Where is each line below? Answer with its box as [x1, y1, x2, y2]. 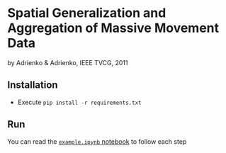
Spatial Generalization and [7, 5, 166, 21]
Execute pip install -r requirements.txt [17, 98, 142, 106]
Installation [7, 79, 58, 91]
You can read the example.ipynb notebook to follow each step [7, 137, 187, 146]
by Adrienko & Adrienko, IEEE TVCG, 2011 [7, 58, 128, 67]
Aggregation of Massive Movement [7, 20, 220, 36]
